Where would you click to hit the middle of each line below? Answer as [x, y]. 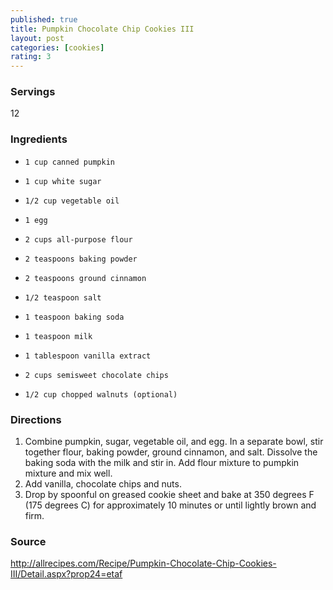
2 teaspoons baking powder [81, 259]
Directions [36, 419]
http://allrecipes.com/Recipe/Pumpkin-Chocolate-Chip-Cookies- [143, 563]
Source [28, 541]
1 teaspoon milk [58, 336]
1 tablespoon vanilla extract [88, 356]
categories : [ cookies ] [57, 47]
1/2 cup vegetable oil [72, 201]
